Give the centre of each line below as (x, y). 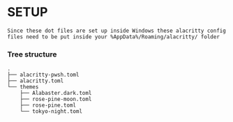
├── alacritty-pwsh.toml (43, 75)
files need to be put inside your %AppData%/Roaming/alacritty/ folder (113, 37)
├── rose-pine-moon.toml (56, 99)
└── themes (23, 87)
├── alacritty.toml (36, 81)
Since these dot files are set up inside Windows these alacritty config (117, 31)
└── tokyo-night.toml (51, 112)
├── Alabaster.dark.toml (56, 93)
